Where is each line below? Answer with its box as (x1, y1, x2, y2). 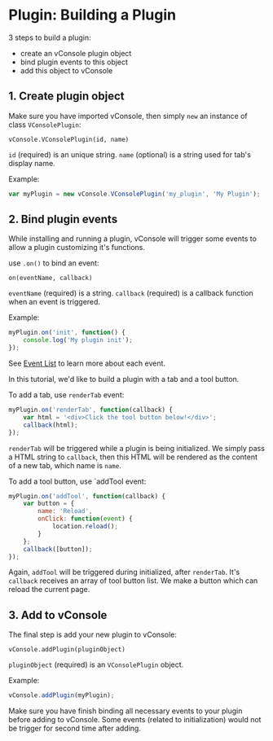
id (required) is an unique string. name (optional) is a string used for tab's (8, 149, 251, 160)
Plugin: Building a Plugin (8, 6, 177, 24)
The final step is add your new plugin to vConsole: (8, 629, 177, 640)
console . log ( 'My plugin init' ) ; (23, 336, 133, 344)
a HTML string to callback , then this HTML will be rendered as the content (8, 452, 258, 462)
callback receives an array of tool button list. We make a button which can (8, 576, 258, 585)
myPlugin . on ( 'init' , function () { (8, 328, 126, 337)
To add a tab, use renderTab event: (8, 390, 125, 400)
